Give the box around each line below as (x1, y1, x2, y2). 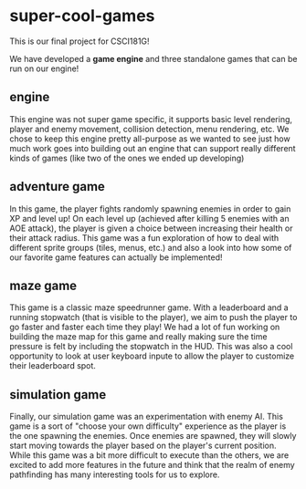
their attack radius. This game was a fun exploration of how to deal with (9, 232, 280, 243)
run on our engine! (9, 63, 79, 74)
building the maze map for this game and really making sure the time (9, 331, 268, 342)
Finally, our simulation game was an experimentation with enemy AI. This (9, 411, 283, 422)
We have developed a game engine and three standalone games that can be (9, 53, 298, 64)
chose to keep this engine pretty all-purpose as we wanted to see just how (9, 133, 290, 144)
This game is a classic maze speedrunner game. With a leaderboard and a (9, 302, 290, 313)
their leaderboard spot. (9, 360, 96, 371)
